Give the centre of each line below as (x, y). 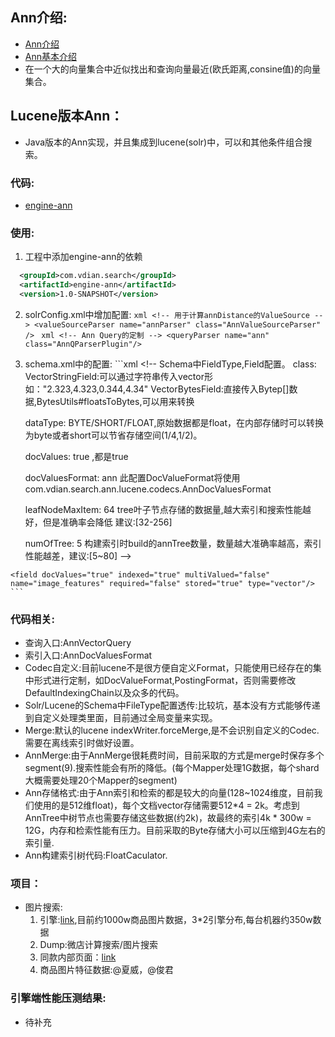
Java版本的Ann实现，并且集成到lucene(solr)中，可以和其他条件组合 (164, 142)
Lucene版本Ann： (67, 116)
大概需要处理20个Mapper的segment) (101, 780)
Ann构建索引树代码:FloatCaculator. (96, 855)
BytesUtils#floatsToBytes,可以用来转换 (115, 401)
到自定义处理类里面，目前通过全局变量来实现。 (121, 718)
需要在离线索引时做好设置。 (82, 743)
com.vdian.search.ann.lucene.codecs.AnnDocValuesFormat (148, 489)
